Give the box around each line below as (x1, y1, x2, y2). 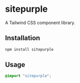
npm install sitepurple (5, 47, 54, 52)
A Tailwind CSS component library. (5, 20, 76, 26)
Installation (5, 34, 40, 42)
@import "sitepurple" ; (5, 74, 52, 79)
